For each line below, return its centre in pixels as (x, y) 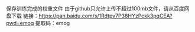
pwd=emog (20, 23)
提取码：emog (53, 23)
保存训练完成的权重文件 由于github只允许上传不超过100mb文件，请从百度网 (98, 8)
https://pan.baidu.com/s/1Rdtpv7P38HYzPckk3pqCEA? (105, 16)
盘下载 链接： (22, 16)
